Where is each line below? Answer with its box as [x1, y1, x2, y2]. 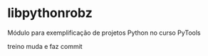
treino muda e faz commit [7, 42, 83, 50]
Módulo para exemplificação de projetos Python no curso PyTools [7, 28, 201, 37]
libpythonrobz [7, 5, 93, 21]
